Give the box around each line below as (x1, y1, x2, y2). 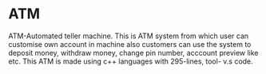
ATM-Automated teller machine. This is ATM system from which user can (8, 31, 249, 41)
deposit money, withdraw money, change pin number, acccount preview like (8, 48, 259, 57)
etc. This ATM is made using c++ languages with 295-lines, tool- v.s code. (8, 56, 253, 66)
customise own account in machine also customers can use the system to (8, 39, 252, 49)
